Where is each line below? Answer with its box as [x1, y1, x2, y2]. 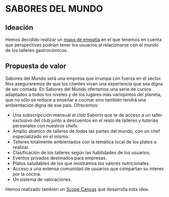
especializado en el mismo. [12, 133, 70, 139]
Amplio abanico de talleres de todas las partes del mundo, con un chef [12, 128, 160, 134]
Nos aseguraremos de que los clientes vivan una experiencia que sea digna [5, 80, 163, 86]
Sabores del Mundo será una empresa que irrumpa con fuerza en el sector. [5, 75, 162, 81]
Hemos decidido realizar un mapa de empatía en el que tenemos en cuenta [5, 36, 162, 42]
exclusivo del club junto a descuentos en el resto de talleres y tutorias [12, 117, 158, 123]
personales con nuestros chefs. [12, 122, 79, 129]
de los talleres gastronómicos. [5, 47, 68, 53]
